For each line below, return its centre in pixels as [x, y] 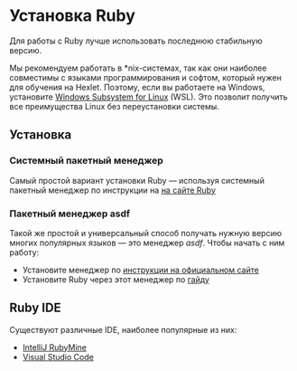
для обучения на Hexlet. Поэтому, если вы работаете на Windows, [137, 87]
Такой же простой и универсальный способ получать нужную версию [146, 233]
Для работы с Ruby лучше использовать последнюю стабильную [136, 41]
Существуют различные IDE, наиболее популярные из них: [123, 329]
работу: [24, 252]
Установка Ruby [72, 16]
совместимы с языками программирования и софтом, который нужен [145, 77]
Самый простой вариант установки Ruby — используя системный [137, 180]
